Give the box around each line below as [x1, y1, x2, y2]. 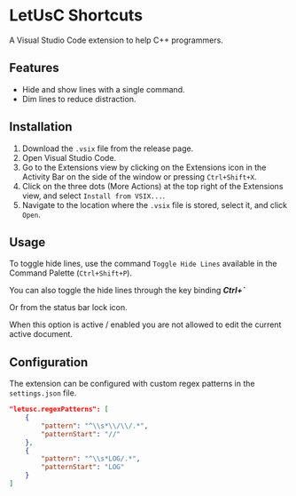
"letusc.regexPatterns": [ [9, 405, 109, 414]
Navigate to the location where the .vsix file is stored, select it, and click [21, 199, 288, 210]
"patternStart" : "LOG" [41, 463, 125, 472]
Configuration [9, 355, 89, 370]
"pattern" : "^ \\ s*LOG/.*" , [41, 454, 141, 463]
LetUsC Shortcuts [9, 5, 144, 26]
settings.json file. [9, 388, 77, 398]
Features [9, 60, 59, 76]
